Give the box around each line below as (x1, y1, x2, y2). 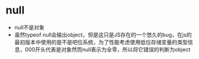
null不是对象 (14, 24, 45, 31)
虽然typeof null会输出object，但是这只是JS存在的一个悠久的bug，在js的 (14, 31, 192, 38)
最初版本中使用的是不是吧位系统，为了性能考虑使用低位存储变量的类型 (14, 38, 188, 45)
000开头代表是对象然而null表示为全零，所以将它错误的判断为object (25, 45, 191, 53)
